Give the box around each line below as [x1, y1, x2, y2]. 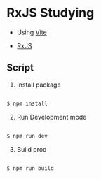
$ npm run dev [6, 132, 48, 139]
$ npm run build [6, 164, 54, 172]
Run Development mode [16, 113, 87, 121]
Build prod [16, 145, 47, 153]
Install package [16, 80, 61, 89]
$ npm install [6, 100, 48, 107]
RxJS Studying [6, 5, 95, 21]
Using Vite [16, 28, 47, 36]
